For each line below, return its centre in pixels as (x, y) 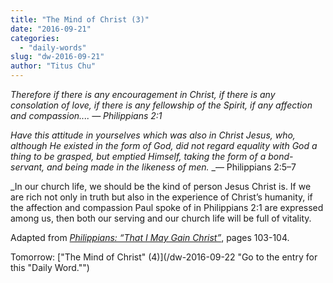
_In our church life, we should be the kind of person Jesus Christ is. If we (161, 186)
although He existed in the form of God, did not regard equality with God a (164, 145)
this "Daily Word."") (50, 267)
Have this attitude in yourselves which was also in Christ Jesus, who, (153, 135)
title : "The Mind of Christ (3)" (80, 19)
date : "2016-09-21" (51, 29)
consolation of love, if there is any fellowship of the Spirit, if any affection (161, 105)
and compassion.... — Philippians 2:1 (86, 115)
